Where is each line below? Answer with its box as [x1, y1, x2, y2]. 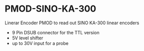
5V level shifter [12, 35, 43, 41]
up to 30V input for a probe [12, 40, 69, 46]
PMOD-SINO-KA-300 [5, 3, 97, 15]
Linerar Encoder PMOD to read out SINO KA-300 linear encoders [5, 20, 139, 26]
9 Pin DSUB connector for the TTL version [12, 29, 100, 35]
